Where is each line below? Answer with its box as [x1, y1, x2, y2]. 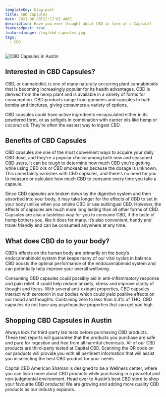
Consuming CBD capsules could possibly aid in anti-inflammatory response [5, 275, 160, 281]
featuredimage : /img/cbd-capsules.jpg [5, 30, 85, 35]
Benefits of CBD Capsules [5, 136, 87, 144]
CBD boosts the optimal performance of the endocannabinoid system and [5, 261, 156, 266]
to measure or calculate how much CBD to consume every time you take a [5, 176, 157, 182]
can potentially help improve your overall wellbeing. [5, 266, 111, 272]
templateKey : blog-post [5, 7, 55, 12]
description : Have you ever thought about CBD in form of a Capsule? [5, 21, 152, 26]
